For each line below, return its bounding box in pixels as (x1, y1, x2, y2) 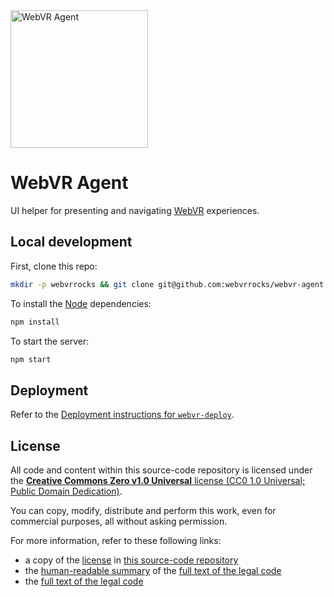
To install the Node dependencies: (10, 297, 152, 309)
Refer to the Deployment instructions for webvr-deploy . (10, 409, 235, 421)
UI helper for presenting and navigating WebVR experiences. (10, 204, 260, 216)
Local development (10, 234, 133, 251)
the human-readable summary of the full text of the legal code (24, 565, 282, 576)
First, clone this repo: (10, 260, 98, 272)
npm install (10, 317, 60, 327)
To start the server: (10, 335, 90, 347)
